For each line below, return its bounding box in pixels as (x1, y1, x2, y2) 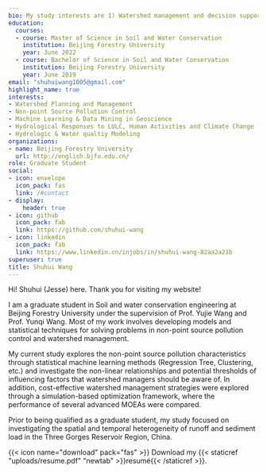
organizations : (8, 137, 59, 145)
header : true (22, 204, 66, 211)
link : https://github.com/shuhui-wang (15, 226, 145, 235)
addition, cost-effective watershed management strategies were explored (8, 383, 249, 393)
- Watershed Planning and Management (8, 100, 133, 108)
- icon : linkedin (8, 234, 66, 242)
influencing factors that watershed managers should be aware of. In (8, 374, 230, 384)
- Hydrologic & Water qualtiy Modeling (8, 130, 141, 138)
